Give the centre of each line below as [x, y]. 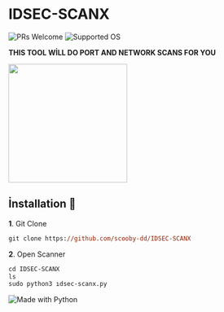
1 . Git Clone [28, 223]
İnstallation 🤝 [42, 204]
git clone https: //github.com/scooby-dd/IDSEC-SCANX [100, 238]
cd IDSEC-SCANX [34, 269]
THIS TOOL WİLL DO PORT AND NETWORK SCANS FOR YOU [112, 52]
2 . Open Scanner [37, 254]
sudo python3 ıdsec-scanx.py [58, 284]
